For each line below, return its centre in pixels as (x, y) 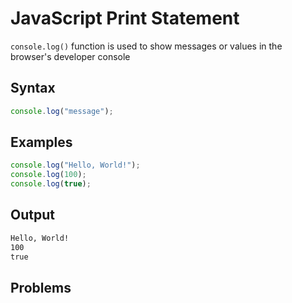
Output (32, 215)
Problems (41, 287)
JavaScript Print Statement (125, 18)
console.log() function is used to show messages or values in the (146, 46)
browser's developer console (70, 56)
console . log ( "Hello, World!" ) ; (75, 165)
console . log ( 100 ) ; (48, 175)
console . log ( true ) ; (51, 184)
